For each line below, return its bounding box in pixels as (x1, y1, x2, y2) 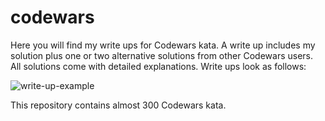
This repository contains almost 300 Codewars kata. (10, 99, 227, 111)
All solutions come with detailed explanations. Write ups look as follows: (10, 60, 307, 72)
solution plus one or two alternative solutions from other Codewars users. (10, 49, 314, 61)
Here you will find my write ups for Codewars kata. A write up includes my (10, 39, 316, 51)
